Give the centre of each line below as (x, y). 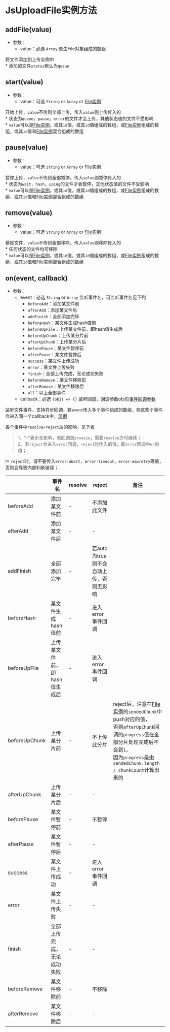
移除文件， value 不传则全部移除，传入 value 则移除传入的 (63, 243)
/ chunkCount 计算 (134, 770)
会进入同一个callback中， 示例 (36, 416)
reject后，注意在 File (137, 704)
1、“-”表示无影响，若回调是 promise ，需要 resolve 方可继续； (79, 438)
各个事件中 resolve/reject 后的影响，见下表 (50, 427)
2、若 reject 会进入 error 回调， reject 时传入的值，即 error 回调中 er (86, 444)
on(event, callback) (36, 278)
